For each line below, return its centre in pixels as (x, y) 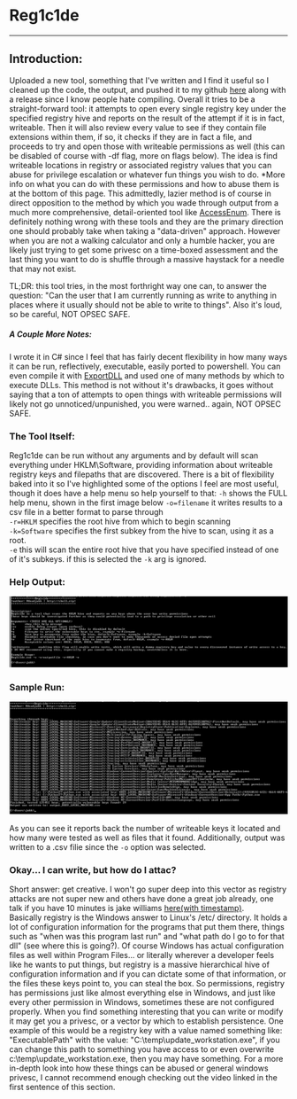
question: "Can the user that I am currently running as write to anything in (143, 295)
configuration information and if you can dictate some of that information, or (148, 974)
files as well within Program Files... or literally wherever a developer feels (142, 955)
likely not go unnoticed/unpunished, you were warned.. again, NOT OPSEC (145, 403)
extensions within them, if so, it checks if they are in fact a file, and (131, 136)
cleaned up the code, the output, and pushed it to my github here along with (148, 90)
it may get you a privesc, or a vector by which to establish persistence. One (147, 1021)
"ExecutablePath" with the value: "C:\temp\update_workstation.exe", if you (145, 1040)
